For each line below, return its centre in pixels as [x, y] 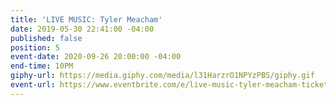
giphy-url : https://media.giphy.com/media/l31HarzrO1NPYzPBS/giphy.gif [162, 76]
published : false [46, 38]
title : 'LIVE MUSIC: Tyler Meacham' [86, 19]
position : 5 [35, 47]
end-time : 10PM [42, 66]
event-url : [33, 85]
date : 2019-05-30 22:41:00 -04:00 [82, 29]
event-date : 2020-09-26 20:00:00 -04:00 [96, 57]
